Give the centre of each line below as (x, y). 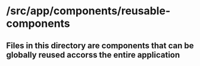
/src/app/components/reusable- (88, 11)
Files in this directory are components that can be (100, 45)
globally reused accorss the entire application (93, 55)
